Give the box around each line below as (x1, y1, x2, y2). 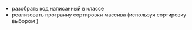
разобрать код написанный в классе (11, 5, 105, 12)
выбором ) (11, 18, 39, 24)
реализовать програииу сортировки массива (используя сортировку (11, 11, 187, 18)
